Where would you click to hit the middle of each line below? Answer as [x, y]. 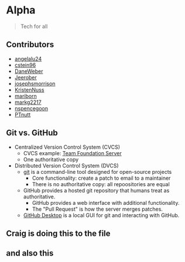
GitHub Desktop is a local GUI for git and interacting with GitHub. [101, 215]
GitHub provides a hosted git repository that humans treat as [96, 190]
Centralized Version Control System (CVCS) [67, 147]
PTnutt [23, 114]
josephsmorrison [35, 83]
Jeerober [25, 77]
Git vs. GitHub [32, 133]
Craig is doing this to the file [58, 233]
